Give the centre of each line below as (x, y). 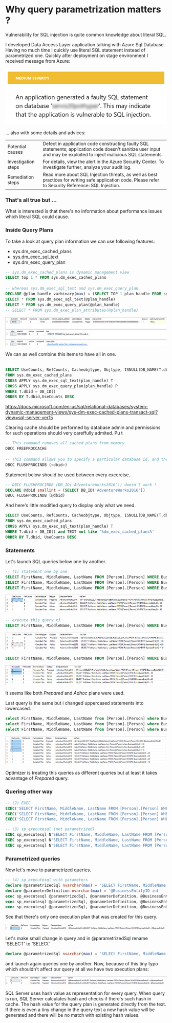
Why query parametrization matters (83, 10)
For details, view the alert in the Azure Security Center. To (103, 162)
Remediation (21, 177)
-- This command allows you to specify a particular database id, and (82, 459)
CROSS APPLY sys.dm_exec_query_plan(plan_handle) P (61, 386)
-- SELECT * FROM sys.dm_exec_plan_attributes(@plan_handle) (72, 310)
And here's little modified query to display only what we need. (71, 506)
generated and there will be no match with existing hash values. (72, 1015)
